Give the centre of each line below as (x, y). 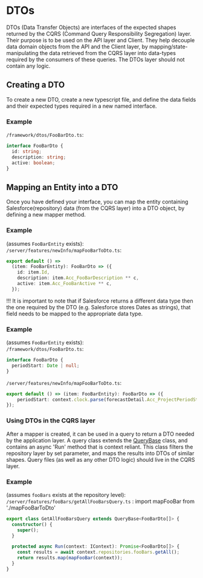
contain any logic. (28, 66)
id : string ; (27, 151)
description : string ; (39, 157)
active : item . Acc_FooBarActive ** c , (65, 284)
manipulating (22, 53)
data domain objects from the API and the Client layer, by (77, 47)
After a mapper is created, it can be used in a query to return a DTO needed (100, 434)
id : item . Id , (34, 272)
